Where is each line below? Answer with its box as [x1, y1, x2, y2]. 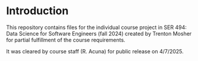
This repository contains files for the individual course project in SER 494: [6, 24, 187, 31]
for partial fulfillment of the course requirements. [6, 36, 126, 43]
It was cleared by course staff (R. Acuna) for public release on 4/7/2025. [6, 47, 184, 54]
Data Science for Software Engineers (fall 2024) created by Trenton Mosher [6, 30, 192, 37]
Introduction [6, 4, 69, 18]
